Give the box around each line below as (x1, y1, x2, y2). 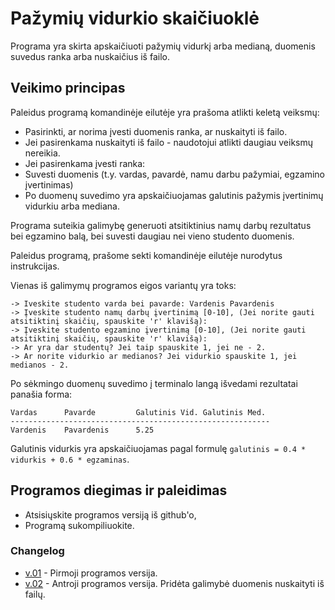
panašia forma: (10, 388, 73, 400)
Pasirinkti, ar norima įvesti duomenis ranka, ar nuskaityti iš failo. (24, 125, 288, 137)
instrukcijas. (10, 260, 60, 272)
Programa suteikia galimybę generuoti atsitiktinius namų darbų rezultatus (10, 219, 312, 231)
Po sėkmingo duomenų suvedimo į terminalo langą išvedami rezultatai (10, 377, 298, 389)
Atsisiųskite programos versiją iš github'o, (24, 508, 197, 521)
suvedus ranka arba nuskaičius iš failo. (10, 50, 170, 62)
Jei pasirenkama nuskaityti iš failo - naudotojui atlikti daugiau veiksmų (24, 136, 314, 148)
